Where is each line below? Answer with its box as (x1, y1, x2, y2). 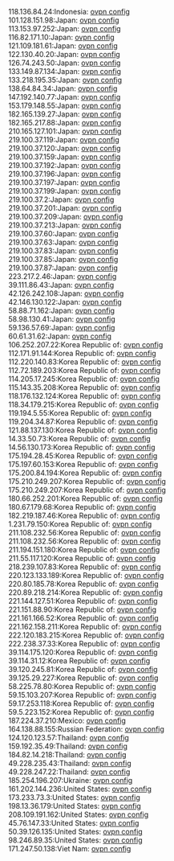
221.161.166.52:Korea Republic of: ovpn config (8, 613, 159, 622)
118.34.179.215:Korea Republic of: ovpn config (8, 400, 159, 409)
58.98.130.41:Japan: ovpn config (8, 314, 116, 324)
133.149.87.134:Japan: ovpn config (8, 67, 122, 76)
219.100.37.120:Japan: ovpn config (8, 144, 122, 153)
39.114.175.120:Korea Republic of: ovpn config (8, 647, 158, 657)
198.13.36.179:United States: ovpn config (8, 802, 142, 810)
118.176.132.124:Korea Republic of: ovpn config (8, 392, 161, 400)
